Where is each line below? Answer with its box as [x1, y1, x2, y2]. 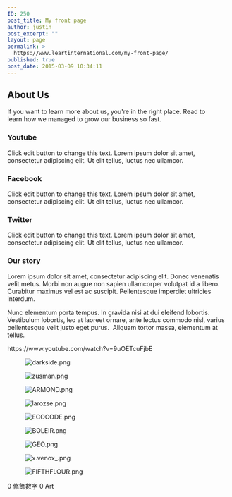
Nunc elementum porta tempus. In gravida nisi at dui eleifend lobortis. [7, 308, 210, 317]
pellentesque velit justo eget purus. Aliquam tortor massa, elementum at [7, 323, 219, 331]
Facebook [7, 173, 42, 183]
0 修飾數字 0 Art [7, 481, 54, 490]
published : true [7, 56, 55, 63]
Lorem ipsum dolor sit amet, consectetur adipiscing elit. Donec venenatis [7, 272, 219, 281]
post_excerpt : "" [7, 30, 59, 37]
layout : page [7, 37, 46, 44]
